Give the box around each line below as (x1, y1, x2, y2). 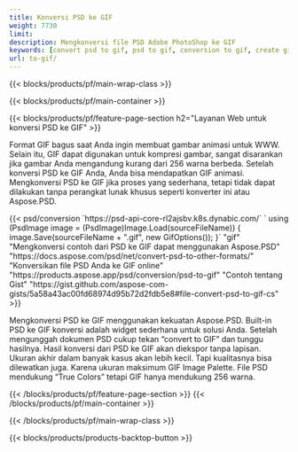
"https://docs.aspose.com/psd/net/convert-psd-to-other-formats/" (9, 251, 255, 261)
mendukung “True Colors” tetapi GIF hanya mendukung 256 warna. (9, 371, 255, 382)
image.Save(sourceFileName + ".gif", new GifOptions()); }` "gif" (9, 232, 240, 242)
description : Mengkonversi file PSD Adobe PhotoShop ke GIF (9, 37, 237, 47)
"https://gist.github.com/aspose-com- (29, 279, 169, 289)
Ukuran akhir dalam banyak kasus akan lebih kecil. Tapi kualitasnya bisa (9, 353, 272, 363)
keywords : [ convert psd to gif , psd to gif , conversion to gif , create (9, 46, 279, 55)
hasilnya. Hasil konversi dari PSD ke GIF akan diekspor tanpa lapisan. (9, 343, 262, 354)
